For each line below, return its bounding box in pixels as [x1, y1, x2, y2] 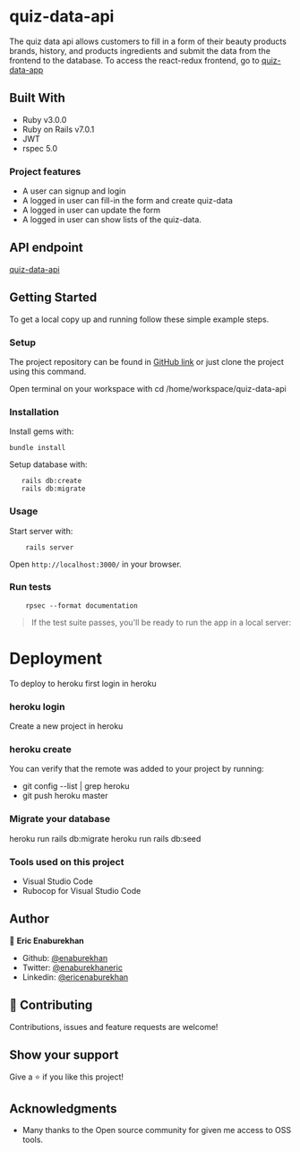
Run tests [9, 581, 52, 593]
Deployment [9, 648, 103, 669]
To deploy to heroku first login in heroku [9, 678, 157, 689]
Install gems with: [9, 426, 74, 437]
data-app [9, 65, 44, 75]
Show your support [9, 1047, 119, 1062]
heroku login [9, 700, 65, 713]
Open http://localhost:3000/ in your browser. [9, 559, 182, 569]
